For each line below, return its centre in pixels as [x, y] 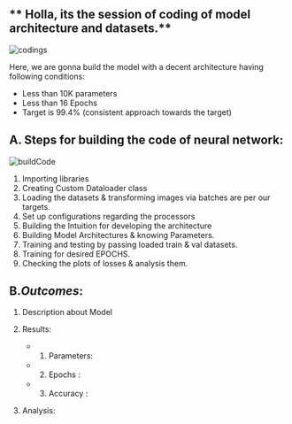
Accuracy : [68, 394]
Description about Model [67, 312]
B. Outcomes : [46, 291]
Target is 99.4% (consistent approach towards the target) [127, 112]
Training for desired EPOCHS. [76, 254]
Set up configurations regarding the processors [108, 216]
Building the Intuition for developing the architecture [117, 226]
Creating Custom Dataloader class [85, 188]
